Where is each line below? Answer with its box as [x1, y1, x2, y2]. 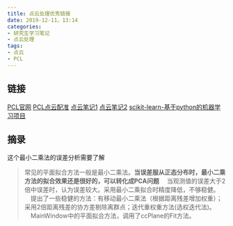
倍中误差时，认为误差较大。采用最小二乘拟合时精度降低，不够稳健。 [24, 186, 220, 194]
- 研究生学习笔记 [7, 29, 50, 37]
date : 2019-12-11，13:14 [7, 17, 79, 24]
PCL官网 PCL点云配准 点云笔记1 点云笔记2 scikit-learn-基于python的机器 [7, 102, 215, 111]
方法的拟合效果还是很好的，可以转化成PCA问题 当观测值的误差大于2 [24, 177, 226, 185]
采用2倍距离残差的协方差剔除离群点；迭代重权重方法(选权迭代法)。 [24, 203, 216, 211]
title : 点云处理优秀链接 [7, 10, 71, 17]
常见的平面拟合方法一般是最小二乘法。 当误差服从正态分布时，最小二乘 [24, 168, 226, 177]
